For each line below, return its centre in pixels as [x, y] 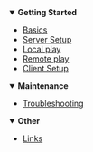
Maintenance [43, 86]
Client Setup [46, 68]
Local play [42, 49]
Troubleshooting [53, 103]
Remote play [46, 59]
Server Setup [47, 39]
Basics [35, 30]
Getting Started [47, 12]
